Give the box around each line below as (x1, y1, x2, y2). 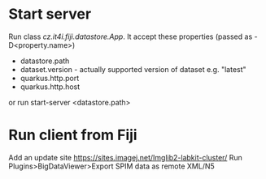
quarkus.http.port (20, 73, 80, 83)
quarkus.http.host (20, 82, 81, 92)
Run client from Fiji (8, 126, 137, 144)
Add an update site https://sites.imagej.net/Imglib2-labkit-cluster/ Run (8, 152, 242, 162)
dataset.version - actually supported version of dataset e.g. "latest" (20, 64, 246, 74)
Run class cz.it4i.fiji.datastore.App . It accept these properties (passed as (8, 32, 253, 41)
